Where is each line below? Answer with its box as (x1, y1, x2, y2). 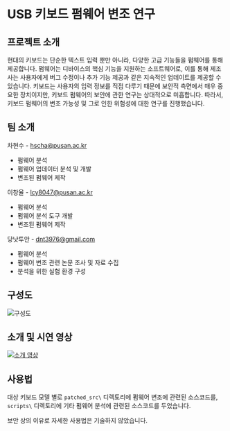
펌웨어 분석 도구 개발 (17, 211, 73, 219)
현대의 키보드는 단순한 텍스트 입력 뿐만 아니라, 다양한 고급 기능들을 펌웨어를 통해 (7, 56, 224, 64)
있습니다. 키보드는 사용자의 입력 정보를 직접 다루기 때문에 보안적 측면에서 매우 (7, 82, 216, 90)
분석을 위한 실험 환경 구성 (17, 267, 87, 275)
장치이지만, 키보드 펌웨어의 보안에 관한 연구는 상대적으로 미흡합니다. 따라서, (19, 91, 224, 99)
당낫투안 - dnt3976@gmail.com (7, 235, 96, 243)
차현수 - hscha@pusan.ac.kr (7, 141, 87, 149)
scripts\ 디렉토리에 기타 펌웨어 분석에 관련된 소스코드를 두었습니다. (7, 402, 191, 410)
